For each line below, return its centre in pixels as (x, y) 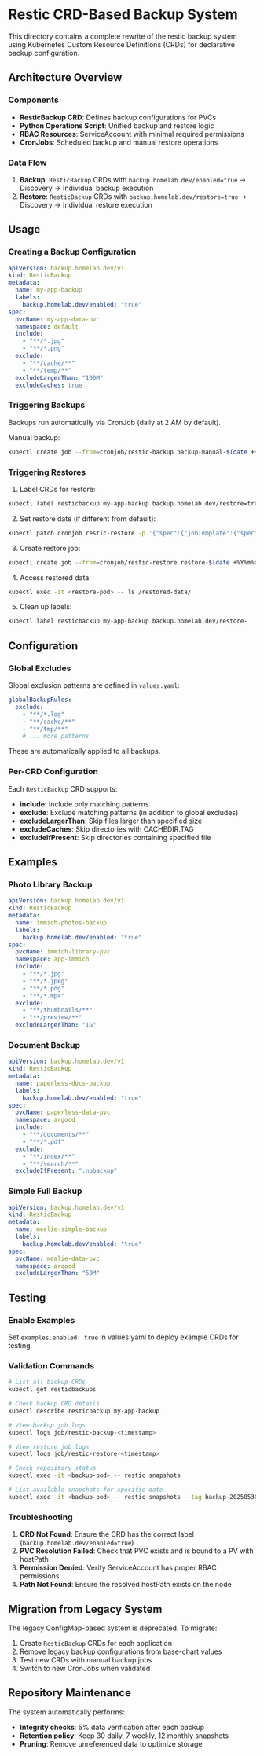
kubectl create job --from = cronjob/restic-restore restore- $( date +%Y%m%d (133, 562)
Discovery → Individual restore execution (86, 204)
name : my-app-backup (49, 290)
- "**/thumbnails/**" (57, 1010)
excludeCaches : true (49, 385)
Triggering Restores (47, 472)
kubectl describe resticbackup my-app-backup (84, 1411)
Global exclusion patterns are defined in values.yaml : (94, 685)
